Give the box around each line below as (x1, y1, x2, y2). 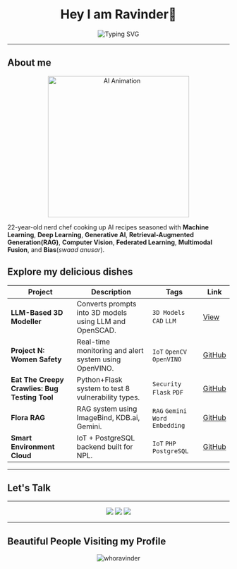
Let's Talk (7, 481, 51, 493)
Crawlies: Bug (11, 383, 59, 393)
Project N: (11, 345, 45, 355)
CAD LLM (152, 317, 176, 325)
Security (152, 380, 182, 388)
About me (7, 56, 51, 69)
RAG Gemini (152, 407, 188, 415)
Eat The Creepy (11, 374, 65, 384)
